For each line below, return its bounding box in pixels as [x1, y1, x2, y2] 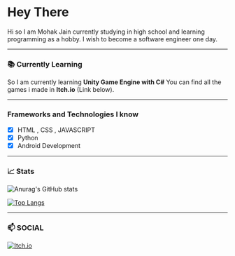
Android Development [17, 141, 81, 149]
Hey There [7, 4, 69, 20]
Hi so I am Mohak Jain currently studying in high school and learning [7, 27, 205, 36]
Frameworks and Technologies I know [7, 109, 138, 119]
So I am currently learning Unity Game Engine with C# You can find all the [7, 78, 222, 86]
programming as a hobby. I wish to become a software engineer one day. [7, 34, 218, 43]
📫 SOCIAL [7, 222, 44, 232]
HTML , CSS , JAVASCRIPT [17, 126, 96, 134]
